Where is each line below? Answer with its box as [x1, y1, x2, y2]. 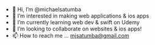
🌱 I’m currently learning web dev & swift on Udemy [12, 19, 140, 26]
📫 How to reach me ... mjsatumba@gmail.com [12, 32, 129, 39]
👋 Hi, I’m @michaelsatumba [12, 6, 81, 13]
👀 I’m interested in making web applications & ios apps [12, 12, 150, 19]
